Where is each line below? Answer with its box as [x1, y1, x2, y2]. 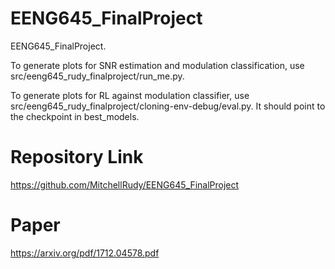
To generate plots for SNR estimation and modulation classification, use [10, 59, 305, 71]
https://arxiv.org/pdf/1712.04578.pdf [10, 247, 160, 259]
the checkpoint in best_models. [10, 110, 140, 122]
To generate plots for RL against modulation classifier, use [10, 89, 250, 101]
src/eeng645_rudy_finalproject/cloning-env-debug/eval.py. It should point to [10, 100, 326, 112]
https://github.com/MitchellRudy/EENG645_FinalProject [10, 178, 240, 191]
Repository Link [10, 146, 144, 169]
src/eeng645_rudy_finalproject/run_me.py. [10, 70, 185, 82]
